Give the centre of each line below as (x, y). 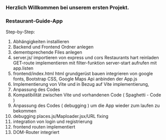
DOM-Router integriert (36, 132)
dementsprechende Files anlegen (47, 52)
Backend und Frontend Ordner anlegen (53, 47)
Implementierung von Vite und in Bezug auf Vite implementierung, (81, 84)
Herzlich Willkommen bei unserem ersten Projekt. (67, 8)
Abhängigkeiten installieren (41, 42)
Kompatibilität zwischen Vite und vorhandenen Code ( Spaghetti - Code (87, 95)
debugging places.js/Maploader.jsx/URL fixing (61, 116)
